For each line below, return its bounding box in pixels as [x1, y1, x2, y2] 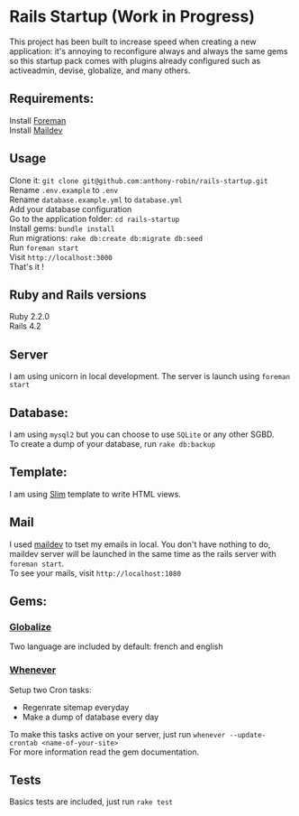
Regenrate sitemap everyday [22, 701, 130, 712]
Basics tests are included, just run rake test [9, 796, 174, 807]
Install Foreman [9, 115, 67, 125]
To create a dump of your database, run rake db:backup [9, 439, 216, 449]
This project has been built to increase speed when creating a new [9, 36, 257, 47]
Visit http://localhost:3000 [9, 251, 113, 263]
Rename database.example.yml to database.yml [9, 194, 183, 205]
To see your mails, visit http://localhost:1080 [9, 567, 182, 579]
